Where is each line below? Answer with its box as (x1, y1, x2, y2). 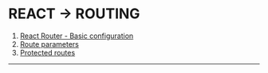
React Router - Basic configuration (19, 31, 134, 40)
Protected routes (19, 48, 76, 57)
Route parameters (19, 39, 80, 48)
